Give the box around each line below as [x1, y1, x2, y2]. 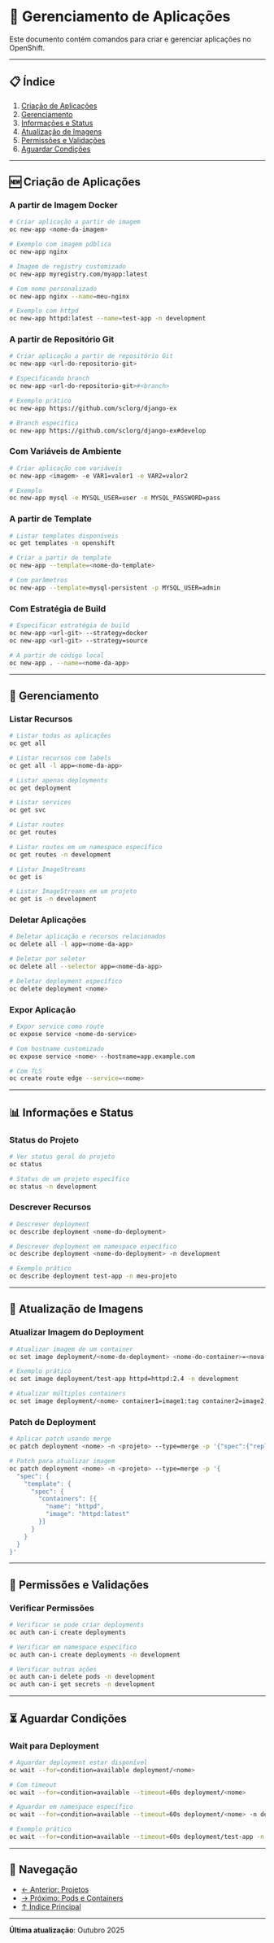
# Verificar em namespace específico [9, 1643, 137, 1651]
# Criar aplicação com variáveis [9, 464, 123, 473]
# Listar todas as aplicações [9, 732, 112, 740]
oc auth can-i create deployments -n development [9, 1650, 181, 1658]
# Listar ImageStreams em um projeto [9, 887, 137, 895]
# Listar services [9, 799, 72, 807]
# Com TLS [9, 1067, 43, 1075]
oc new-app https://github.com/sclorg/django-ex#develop [9, 426, 207, 434]
